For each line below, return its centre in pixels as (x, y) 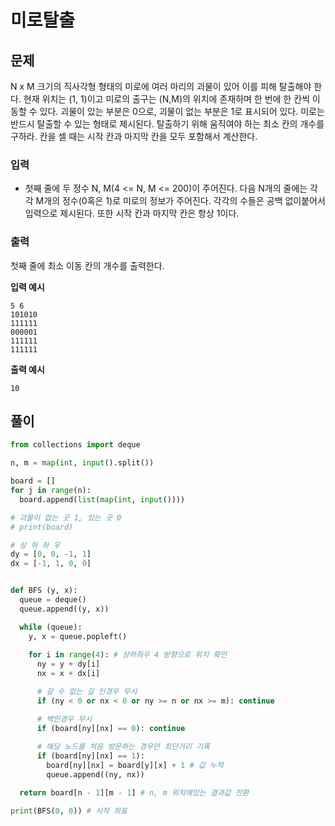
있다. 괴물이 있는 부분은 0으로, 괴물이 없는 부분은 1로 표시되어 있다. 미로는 (182, 111)
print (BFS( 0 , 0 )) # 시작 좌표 (69, 811)
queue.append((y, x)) (64, 609)
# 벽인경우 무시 (64, 719)
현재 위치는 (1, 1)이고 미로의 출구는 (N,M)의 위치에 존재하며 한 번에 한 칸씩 (166, 99)
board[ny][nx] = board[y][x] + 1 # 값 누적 (135, 766)
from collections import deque (75, 445)
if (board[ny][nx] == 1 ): (90, 756)
